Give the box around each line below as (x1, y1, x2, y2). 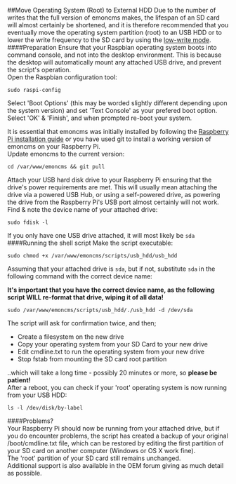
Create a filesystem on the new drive (17, 332, 124, 341)
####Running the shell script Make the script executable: (7, 238, 173, 247)
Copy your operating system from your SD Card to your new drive (17, 340, 209, 348)
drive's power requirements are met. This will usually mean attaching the (7, 183, 218, 191)
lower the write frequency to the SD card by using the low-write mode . (7, 36, 211, 44)
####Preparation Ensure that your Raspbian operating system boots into (7, 43, 217, 51)
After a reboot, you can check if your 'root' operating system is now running (7, 384, 227, 391)
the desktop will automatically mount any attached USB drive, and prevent (7, 58, 222, 66)
